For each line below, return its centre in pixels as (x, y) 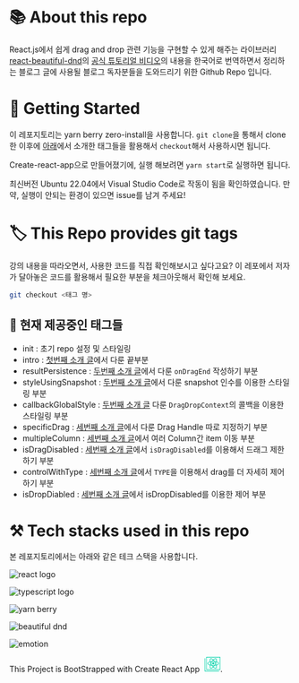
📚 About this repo (78, 17)
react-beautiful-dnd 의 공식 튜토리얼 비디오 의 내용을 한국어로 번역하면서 (135, 60)
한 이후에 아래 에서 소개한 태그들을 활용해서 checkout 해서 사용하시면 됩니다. (140, 145)
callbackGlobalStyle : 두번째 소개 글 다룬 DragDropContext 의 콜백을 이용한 (153, 404)
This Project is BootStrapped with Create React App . (116, 670)
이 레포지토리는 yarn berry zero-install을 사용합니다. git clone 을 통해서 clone (148, 134)
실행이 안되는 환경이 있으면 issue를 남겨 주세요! (103, 195)
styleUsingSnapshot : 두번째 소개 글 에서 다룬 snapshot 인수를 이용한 (144, 382)
